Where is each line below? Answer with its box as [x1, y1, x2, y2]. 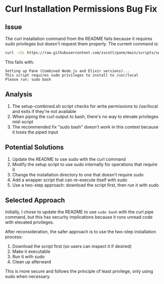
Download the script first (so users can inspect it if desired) [12, 244, 132, 249]
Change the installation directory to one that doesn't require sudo [12, 171, 144, 177]
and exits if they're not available [12, 108, 77, 114]
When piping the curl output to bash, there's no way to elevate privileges [12, 114, 159, 119]
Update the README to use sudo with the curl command [12, 156, 126, 162]
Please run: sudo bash [5, 77, 51, 82]
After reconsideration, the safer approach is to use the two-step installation [5, 229, 156, 235]
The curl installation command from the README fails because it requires [5, 36, 153, 41]
